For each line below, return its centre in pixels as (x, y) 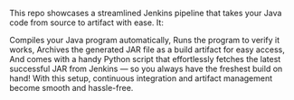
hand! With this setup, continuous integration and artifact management (141, 78)
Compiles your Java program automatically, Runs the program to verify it (145, 40)
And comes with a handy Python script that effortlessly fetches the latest (145, 59)
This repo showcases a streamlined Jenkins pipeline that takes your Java (146, 13)
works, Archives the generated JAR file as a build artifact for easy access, (147, 50)
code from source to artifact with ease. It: (87, 23)
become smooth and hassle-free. (71, 88)
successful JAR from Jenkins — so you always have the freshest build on (146, 68)
